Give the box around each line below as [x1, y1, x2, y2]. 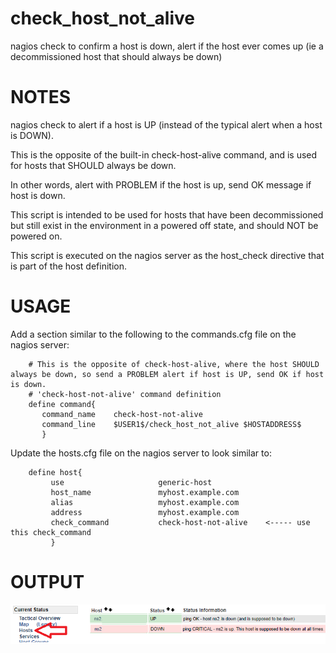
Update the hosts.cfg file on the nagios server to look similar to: [10, 447, 272, 459]
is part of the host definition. [10, 260, 127, 272]
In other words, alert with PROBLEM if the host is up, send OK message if [10, 178, 312, 191]
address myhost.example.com [50, 507, 240, 517]
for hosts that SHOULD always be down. [10, 159, 177, 171]
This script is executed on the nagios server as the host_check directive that [10, 249, 325, 261]
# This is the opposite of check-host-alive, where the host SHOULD [28, 359, 320, 369]
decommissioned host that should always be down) [10, 50, 223, 62]
